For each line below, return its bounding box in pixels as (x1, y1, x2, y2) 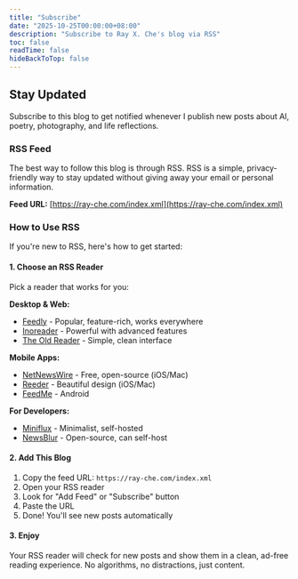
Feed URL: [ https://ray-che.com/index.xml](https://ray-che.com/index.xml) (9, 199, 283, 210)
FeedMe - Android (21, 388, 90, 398)
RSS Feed (9, 142, 52, 155)
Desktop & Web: (9, 299, 70, 310)
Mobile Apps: (9, 352, 60, 363)
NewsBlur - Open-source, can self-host (21, 432, 167, 443)
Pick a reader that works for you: (9, 281, 129, 292)
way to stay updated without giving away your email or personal (39, 173, 274, 183)
